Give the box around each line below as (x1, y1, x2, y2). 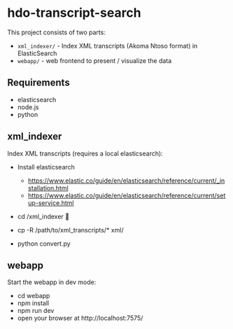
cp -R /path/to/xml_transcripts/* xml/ (17, 225, 124, 234)
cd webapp (17, 292, 50, 300)
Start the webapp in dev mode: (7, 278, 97, 286)
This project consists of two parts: (7, 28, 106, 36)
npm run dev (17, 307, 55, 315)
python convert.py (17, 239, 71, 248)
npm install (17, 299, 50, 307)
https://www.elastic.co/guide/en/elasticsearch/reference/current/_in (27, 176, 225, 185)
